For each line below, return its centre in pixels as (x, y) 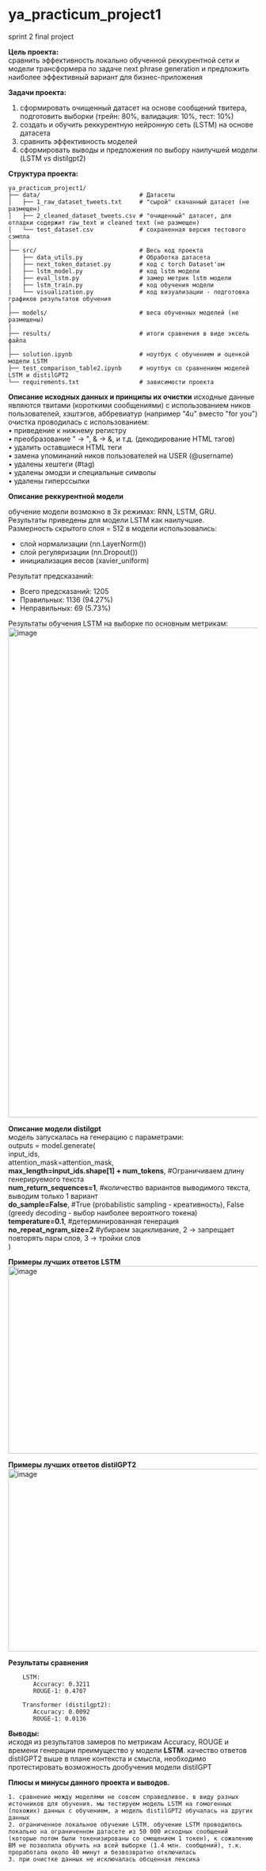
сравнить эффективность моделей (78, 141)
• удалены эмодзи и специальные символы (82, 472)
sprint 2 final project (41, 36)
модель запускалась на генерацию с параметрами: (96, 1137)
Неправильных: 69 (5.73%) (65, 608)
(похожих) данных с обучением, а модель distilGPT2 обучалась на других (131, 1811)
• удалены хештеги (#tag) (51, 464)
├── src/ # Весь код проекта (106, 250)
